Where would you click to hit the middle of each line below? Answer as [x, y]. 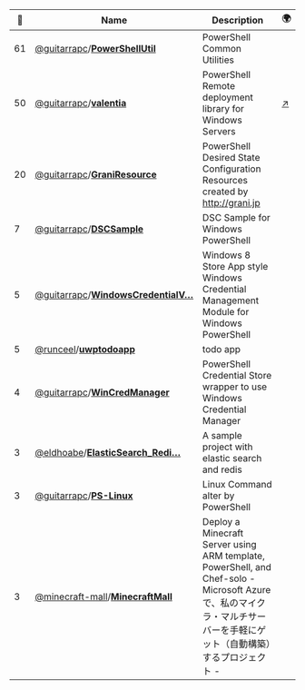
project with [228, 447]
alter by [219, 496]
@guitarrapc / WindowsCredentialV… [114, 295]
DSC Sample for [236, 217]
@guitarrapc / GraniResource [96, 174]
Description [238, 20]
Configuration [232, 169]
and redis [222, 469]
